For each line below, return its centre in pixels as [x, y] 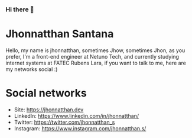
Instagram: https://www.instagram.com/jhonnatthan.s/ [80, 128]
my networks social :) [32, 69]
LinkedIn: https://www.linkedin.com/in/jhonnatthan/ [77, 115]
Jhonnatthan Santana [60, 34]
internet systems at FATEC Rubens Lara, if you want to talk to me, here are [96, 63]
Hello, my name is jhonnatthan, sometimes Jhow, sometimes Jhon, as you [95, 50]
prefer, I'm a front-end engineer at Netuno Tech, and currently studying [92, 56]
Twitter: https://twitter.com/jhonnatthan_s [64, 122]
